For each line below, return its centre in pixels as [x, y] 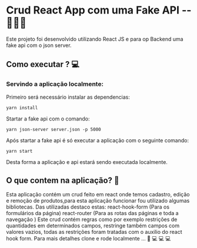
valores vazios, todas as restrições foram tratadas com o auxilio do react [94, 232]
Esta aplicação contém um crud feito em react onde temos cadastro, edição [98, 195]
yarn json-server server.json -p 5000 [54, 129]
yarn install [22, 108]
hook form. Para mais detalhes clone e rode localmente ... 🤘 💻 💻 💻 [89, 239]
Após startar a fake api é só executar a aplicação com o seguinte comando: [98, 140]
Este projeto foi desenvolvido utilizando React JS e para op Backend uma [95, 39]
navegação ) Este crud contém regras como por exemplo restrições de [92, 219]
